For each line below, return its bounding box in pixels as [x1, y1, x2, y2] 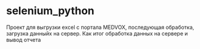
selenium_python [6, 4, 94, 18]
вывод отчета [6, 36, 41, 43]
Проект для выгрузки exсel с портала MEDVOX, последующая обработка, [6, 24, 195, 31]
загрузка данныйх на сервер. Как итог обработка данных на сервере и [6, 30, 188, 37]
